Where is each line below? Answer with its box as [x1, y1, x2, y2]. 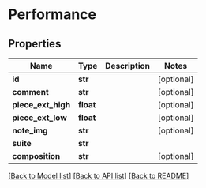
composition [12, 151, 61, 161]
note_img [12, 125, 48, 136]
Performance [8, 6, 97, 24]
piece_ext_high [12, 100, 71, 110]
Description [105, 61, 150, 71]
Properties [8, 37, 62, 51]
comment [12, 87, 49, 97]
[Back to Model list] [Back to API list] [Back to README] [8, 171, 189, 180]
